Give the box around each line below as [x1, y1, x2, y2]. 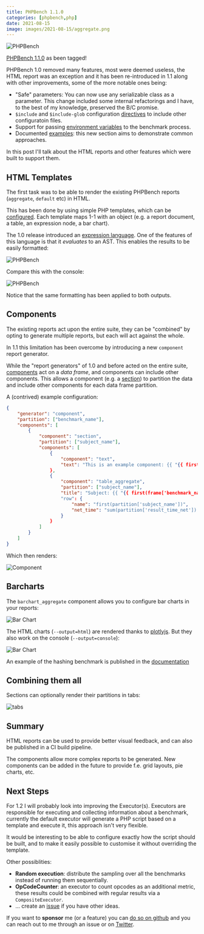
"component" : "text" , [60, 456, 115, 462]
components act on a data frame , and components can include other [6, 368, 179, 375]
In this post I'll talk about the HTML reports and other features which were [6, 148, 191, 155]
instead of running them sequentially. [15, 877, 108, 883]
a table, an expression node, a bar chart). [6, 220, 109, 227]
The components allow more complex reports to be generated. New [6, 755, 176, 763]
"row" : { [60, 495, 83, 501]
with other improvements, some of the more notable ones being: [6, 79, 167, 87]
